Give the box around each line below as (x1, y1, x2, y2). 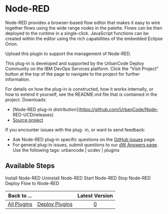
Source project (12, 117, 44, 123)
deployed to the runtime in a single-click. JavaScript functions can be (5, 30, 149, 36)
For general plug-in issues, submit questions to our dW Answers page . (12, 141, 158, 148)
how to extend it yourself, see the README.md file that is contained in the (5, 91, 157, 97)
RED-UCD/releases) (12, 111, 54, 118)
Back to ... (8, 192, 32, 199)
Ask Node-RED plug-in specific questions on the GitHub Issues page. (12, 136, 156, 142)
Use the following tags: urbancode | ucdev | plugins (12, 147, 120, 153)
